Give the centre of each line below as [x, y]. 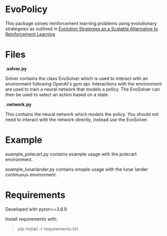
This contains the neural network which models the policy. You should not [82, 114]
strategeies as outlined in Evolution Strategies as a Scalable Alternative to [81, 28]
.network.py [18, 104]
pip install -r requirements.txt [48, 228]
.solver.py [16, 68]
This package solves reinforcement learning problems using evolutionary [81, 23]
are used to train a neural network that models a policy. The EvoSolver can [83, 89]
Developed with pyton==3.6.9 [36, 209]
